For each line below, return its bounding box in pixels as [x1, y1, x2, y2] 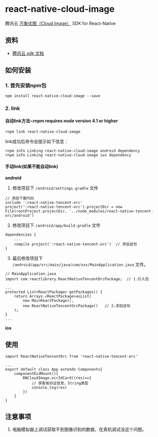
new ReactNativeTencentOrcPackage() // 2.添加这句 [23, 303, 131, 308]
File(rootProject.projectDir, [5, 209, 68, 214]
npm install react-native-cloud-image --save [5, 94, 100, 99]
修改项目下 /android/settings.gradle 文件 [12, 185, 99, 191]
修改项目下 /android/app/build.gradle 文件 [12, 222, 101, 228]
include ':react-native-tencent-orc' [5, 200, 83, 205]
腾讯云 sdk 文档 [12, 50, 44, 56]
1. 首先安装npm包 [5, 82, 47, 89]
